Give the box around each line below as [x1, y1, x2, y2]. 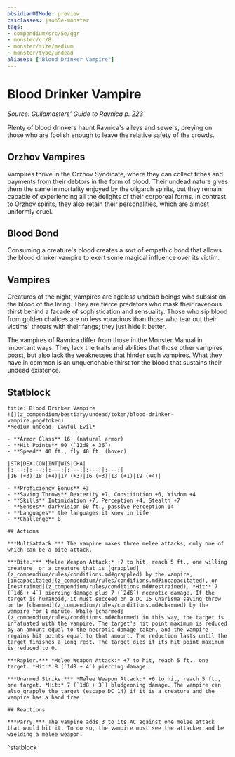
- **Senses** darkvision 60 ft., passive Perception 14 [7, 503, 174, 510]
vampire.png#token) [7, 417, 65, 424]
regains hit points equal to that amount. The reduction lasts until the [7, 632, 228, 640]
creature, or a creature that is [7, 564, 105, 571]
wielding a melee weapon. [7, 730, 83, 738]
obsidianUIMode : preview [7, 10, 80, 18]
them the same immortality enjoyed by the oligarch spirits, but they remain [7, 184, 222, 193]
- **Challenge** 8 [7, 515, 61, 522]
